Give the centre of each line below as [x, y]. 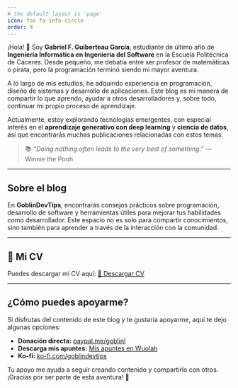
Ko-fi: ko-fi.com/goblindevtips [62, 355]
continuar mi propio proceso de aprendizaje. [72, 106]
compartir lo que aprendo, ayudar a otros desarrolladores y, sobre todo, [112, 98]
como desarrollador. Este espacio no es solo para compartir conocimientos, [118, 220]
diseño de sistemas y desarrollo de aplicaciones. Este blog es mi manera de [118, 91]
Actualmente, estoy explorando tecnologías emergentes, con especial [109, 120]
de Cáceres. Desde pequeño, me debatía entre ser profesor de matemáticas [119, 62]
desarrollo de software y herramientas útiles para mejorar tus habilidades [114, 212]
